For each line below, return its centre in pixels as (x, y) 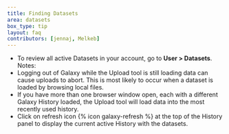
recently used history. (48, 109)
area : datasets (29, 20)
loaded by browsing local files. (61, 88)
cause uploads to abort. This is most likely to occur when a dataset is (115, 80)
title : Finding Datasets (43, 13)
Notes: (26, 66)
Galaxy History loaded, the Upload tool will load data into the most (111, 102)
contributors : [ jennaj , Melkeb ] (53, 39)
